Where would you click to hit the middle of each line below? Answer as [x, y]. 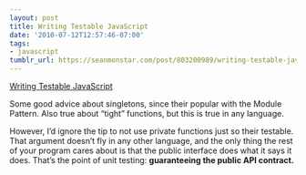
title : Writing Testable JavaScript [79, 26]
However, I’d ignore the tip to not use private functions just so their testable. [152, 131]
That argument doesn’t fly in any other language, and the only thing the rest [151, 141]
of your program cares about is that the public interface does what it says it [151, 150]
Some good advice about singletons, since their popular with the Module [146, 104]
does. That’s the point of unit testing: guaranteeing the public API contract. [152, 160]
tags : [20, 43]
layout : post [34, 18]
